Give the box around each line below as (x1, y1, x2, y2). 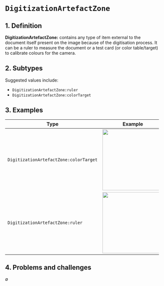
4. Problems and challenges (5, 264, 92, 272)
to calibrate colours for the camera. (5, 50, 76, 56)
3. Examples (5, 106, 43, 114)
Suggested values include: (5, 77, 59, 83)
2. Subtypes (5, 64, 43, 72)
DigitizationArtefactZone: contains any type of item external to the (5, 35, 141, 40)
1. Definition (5, 22, 42, 30)
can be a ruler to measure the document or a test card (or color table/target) (5, 45, 159, 50)
